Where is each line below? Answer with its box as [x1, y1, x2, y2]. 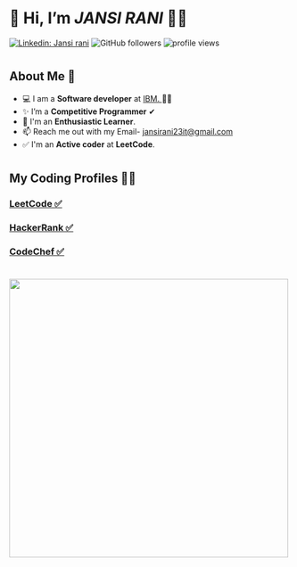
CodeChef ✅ [9, 245, 65, 258]
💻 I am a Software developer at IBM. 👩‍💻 [21, 93, 172, 103]
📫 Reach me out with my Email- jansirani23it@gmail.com [21, 126, 234, 136]
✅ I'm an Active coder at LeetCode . [21, 138, 155, 150]
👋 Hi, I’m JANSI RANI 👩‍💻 [9, 8, 188, 29]
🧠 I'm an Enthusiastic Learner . [21, 116, 136, 127]
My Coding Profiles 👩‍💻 [9, 170, 136, 185]
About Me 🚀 [9, 69, 76, 84]
